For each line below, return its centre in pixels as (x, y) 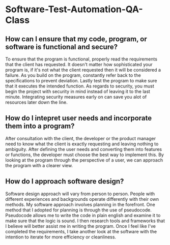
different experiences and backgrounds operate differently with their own (82, 199)
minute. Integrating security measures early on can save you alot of (76, 97)
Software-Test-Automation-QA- (74, 9)
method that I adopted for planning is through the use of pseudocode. (78, 210)
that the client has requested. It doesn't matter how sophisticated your (79, 64)
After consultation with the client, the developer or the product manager (81, 138)
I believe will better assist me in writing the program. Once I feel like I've (81, 226)
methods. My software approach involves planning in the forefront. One (80, 204)
